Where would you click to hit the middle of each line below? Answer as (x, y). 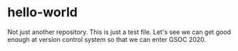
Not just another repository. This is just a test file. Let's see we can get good (119, 32)
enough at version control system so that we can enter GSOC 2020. (107, 39)
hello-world (43, 12)
